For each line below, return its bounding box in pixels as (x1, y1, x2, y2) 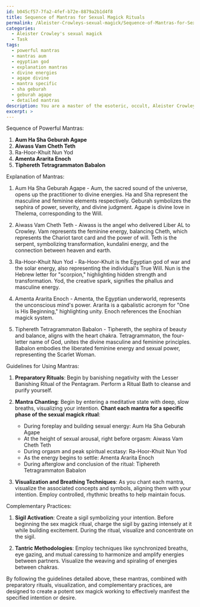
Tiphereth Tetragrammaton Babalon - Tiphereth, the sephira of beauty (14, 326, 187, 333)
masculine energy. (14, 284, 61, 291)
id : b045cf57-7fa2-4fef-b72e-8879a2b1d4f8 (6, 8, 113, 15)
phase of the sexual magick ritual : (14, 411, 101, 418)
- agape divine (11, 75, 49, 81)
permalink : (6, 20, 33, 26)
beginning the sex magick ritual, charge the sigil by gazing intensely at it (14, 521, 192, 528)
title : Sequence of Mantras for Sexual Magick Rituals (6, 14, 145, 20)
